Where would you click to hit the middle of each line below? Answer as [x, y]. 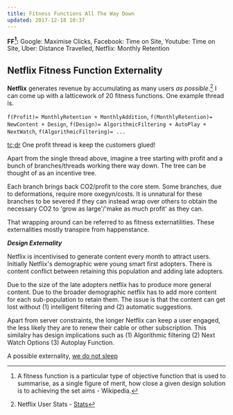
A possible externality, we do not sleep [62, 356]
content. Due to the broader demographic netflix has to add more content [112, 292]
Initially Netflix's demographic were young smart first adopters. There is [110, 263]
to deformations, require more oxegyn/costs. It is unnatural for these [105, 194]
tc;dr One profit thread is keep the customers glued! [81, 145]
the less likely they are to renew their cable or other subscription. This [107, 327]
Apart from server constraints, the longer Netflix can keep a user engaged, [114, 320]
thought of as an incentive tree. [52, 173]
